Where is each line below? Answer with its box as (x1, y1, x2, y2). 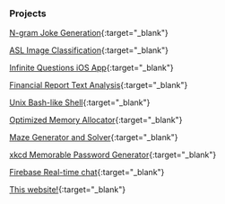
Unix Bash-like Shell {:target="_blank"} (9, 97, 151, 108)
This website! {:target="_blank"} (9, 184, 126, 195)
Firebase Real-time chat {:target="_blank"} (9, 167, 165, 178)
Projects (9, 7, 47, 20)
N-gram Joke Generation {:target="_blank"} (9, 28, 169, 39)
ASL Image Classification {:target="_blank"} (9, 45, 169, 56)
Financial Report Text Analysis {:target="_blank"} (9, 80, 188, 91)
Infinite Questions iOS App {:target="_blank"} (9, 62, 174, 74)
